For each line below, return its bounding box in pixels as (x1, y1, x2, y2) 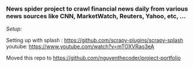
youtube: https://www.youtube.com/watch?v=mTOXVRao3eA (6, 43, 155, 50)
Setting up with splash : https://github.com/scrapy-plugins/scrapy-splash (6, 37, 183, 44)
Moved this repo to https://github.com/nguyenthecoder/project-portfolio (6, 55, 181, 62)
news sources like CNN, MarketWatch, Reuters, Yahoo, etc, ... (6, 12, 186, 20)
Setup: (6, 25, 22, 32)
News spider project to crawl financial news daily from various (6, 5, 188, 13)
